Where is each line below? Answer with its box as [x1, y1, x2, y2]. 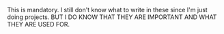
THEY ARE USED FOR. [7, 20, 70, 28]
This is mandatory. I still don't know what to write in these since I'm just [7, 6, 208, 14]
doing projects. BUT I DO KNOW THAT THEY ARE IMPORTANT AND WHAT [7, 13, 217, 21]
